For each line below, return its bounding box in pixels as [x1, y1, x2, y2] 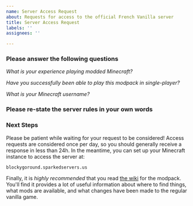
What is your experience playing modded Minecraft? [6, 68, 133, 75]
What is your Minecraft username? [6, 91, 90, 98]
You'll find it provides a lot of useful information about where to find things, [6, 181, 187, 188]
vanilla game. [6, 193, 38, 200]
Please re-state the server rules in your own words [6, 105, 153, 114]
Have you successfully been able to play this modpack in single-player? [6, 80, 180, 87]
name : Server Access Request [6, 8, 77, 15]
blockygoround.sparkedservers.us [6, 164, 88, 170]
